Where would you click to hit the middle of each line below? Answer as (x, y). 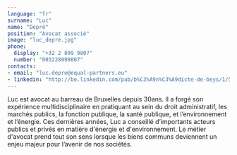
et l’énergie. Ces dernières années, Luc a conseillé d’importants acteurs (111, 122)
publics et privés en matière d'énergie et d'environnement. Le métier (107, 129)
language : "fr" (30, 14)
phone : (17, 46)
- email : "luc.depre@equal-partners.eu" (68, 73)
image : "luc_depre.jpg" (42, 40)
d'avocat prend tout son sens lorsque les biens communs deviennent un (112, 137)
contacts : (22, 66)
